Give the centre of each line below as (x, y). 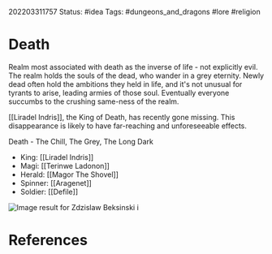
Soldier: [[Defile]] (49, 192)
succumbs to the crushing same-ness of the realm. (94, 101)
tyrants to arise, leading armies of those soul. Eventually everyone (119, 93)
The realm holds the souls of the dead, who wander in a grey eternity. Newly (136, 75)
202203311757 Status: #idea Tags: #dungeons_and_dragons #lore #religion (135, 12)
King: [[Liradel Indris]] (57, 157)
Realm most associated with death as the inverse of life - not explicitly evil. (133, 67)
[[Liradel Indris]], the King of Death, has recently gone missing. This (122, 117)
